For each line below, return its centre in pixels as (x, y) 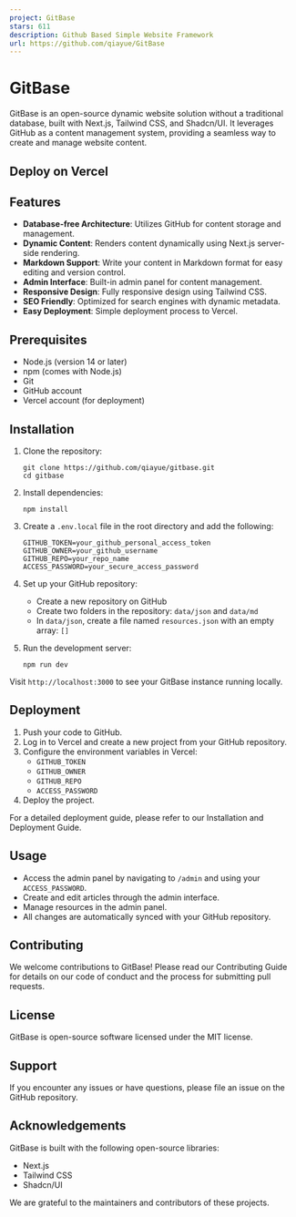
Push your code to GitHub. (72, 732)
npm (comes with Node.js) (72, 372)
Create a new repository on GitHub (102, 601)
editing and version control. (74, 272)
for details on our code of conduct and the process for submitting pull (140, 977)
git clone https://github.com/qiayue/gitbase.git (119, 468)
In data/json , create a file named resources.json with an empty (155, 621)
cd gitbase (43, 476)
